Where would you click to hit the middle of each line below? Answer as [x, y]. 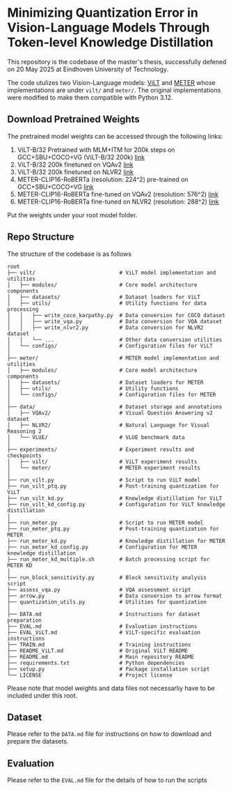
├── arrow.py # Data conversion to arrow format [115, 596]
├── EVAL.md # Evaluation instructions [102, 626]
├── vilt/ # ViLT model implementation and [112, 272]
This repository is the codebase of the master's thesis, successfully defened [117, 61]
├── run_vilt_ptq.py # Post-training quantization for [113, 486]
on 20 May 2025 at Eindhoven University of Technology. [88, 69]
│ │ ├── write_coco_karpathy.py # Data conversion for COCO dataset [116, 315]
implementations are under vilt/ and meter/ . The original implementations [114, 90]
